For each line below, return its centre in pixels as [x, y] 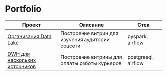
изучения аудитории [85, 39]
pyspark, [138, 36]
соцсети [70, 46]
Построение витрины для [91, 57]
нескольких [22, 60]
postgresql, [141, 57]
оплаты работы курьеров [91, 63]
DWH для [19, 54]
